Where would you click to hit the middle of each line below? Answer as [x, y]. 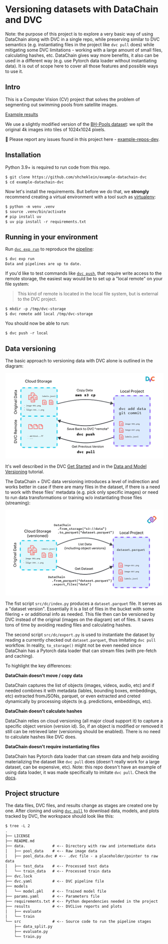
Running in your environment [52, 237]
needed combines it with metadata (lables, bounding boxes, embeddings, [81, 690]
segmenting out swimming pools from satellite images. [61, 105]
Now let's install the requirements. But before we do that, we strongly [77, 191]
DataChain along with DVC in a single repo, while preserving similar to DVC [82, 39]
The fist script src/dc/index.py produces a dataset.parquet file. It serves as [83, 603]
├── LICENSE [18, 836]
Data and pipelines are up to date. [43, 264]
